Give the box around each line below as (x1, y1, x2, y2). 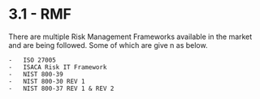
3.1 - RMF (8, 5, 71, 24)
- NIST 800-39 (8, 70, 63, 78)
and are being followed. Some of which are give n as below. (8, 40, 208, 49)
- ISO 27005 (8, 56, 57, 64)
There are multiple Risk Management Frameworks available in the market (8, 32, 253, 41)
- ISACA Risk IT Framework (8, 62, 107, 71)
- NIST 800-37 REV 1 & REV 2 (8, 84, 115, 93)
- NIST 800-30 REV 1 (8, 77, 85, 85)
